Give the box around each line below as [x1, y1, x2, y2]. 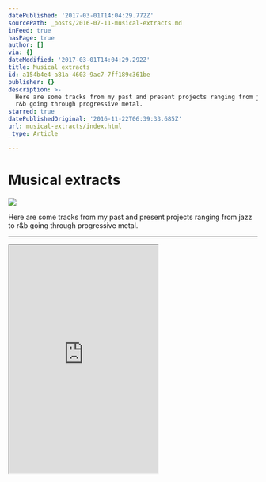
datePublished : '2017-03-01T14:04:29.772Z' [8, 11, 154, 20]
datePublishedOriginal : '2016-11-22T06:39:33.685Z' [8, 115, 182, 123]
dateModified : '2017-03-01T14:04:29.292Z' [8, 56, 150, 64]
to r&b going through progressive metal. [8, 220, 139, 230]
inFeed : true [8, 26, 51, 34]
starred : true [8, 108, 55, 116]
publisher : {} [8, 78, 55, 86]
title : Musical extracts [8, 64, 90, 71]
